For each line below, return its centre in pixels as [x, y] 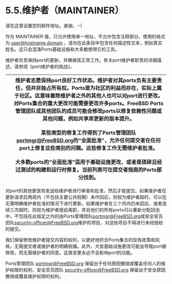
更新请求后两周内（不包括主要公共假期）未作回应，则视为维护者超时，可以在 [86, 197]
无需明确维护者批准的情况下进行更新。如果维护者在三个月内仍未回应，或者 [84, 203]
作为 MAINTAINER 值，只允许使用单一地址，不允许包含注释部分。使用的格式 [85, 36]
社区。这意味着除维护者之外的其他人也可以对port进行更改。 [91, 96]
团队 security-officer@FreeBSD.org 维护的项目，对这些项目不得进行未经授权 [84, 222]
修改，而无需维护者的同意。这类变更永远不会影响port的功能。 [70, 252]
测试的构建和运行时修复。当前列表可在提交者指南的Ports [89, 170]
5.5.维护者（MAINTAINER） [64, 10]
